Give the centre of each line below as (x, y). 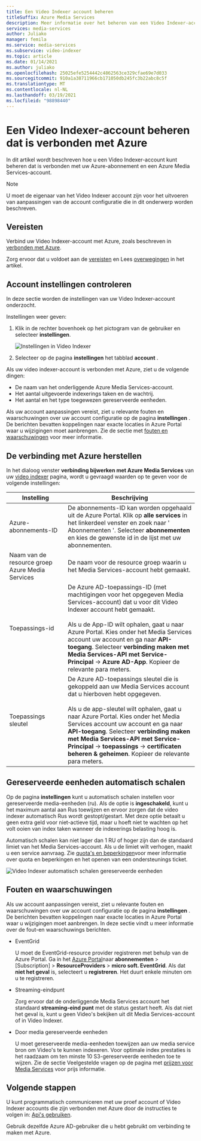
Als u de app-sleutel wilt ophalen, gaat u (125, 709)
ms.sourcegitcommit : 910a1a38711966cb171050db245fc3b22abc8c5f (87, 78)
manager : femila (26, 39)
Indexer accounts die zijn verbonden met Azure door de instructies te (92, 1108)
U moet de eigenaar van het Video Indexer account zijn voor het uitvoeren (97, 196)
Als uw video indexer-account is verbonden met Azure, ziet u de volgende (98, 370)
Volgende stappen (41, 1088)
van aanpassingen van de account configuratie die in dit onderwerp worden (100, 202)
